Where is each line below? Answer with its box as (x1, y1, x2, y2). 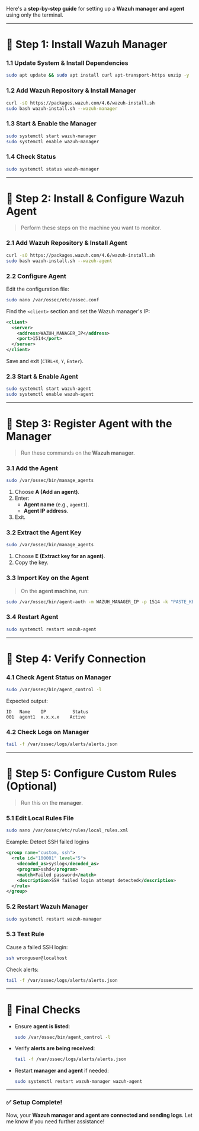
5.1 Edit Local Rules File (6, 814, 74, 823)
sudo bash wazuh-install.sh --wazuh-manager (6, 105, 118, 112)
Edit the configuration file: (6, 285, 69, 292)
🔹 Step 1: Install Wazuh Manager (6, 38, 168, 51)
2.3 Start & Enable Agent (6, 372, 78, 380)
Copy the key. (14, 559, 49, 566)
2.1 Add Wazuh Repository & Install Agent (6, 239, 127, 247)
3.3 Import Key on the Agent (6, 574, 89, 582)
